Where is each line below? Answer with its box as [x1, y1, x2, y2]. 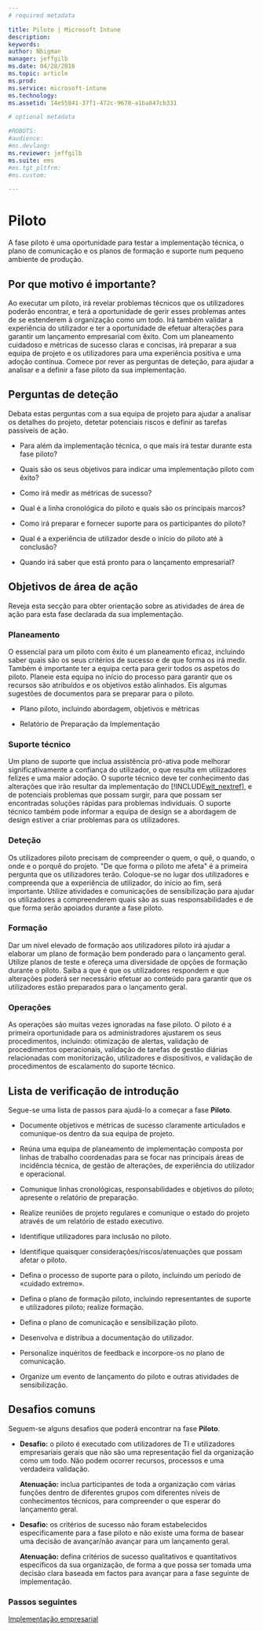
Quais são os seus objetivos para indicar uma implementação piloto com [19, 464, 254, 474]
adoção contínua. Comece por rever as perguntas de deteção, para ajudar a [8, 357, 254, 366]
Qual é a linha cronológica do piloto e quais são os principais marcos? [19, 503, 246, 512]
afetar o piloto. [19, 1255, 68, 1264]
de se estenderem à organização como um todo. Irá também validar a [8, 315, 233, 324]
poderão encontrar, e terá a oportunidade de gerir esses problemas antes [8, 307, 246, 315]
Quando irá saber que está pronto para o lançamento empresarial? [19, 557, 236, 566]
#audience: [8, 135, 44, 142]
